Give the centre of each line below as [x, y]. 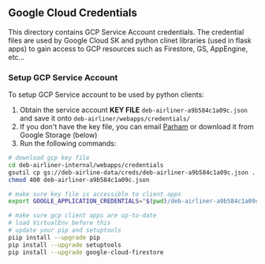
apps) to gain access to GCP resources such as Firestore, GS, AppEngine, [128, 48]
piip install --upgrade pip [54, 237]
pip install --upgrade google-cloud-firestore [86, 252]
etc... [17, 57]
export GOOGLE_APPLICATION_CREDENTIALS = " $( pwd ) [88, 201]
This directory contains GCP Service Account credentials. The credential [126, 32]
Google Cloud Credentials [73, 13]
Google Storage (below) [58, 135]
